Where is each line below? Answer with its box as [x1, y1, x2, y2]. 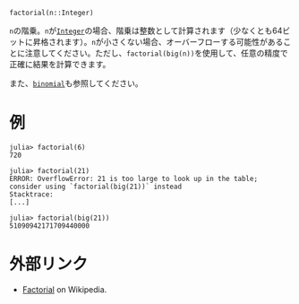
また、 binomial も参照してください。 [9, 78, 143, 89]
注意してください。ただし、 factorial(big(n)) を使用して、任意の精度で [24, 48, 288, 58]
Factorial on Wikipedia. [21, 283, 107, 295]
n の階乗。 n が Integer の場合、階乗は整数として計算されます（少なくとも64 [9, 25, 283, 36]
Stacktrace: [9, 189, 54, 199]
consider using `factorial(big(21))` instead [9, 182, 182, 191]
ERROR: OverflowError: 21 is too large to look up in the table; [9, 174, 258, 183]
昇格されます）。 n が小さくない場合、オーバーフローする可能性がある [32, 37, 284, 47]
